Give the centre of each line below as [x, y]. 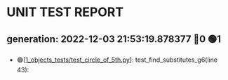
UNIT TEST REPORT [65, 12]
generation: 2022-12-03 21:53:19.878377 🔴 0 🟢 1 [114, 39]
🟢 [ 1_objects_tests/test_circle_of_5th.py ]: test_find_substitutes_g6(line [117, 60]
